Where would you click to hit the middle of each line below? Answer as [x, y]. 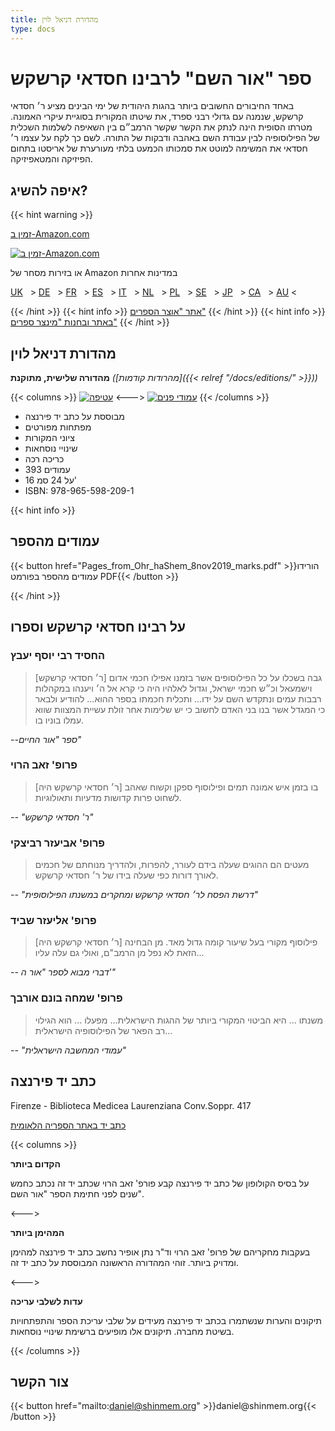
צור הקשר [40, 1381]
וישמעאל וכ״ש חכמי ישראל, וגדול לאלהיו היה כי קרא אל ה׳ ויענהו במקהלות [173, 688]
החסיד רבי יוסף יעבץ [58, 656]
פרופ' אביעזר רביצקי [58, 843]
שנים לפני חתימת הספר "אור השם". [77, 1193]
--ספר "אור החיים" [46, 739]
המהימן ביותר [37, 1232]
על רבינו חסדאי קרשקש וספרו [98, 627]
